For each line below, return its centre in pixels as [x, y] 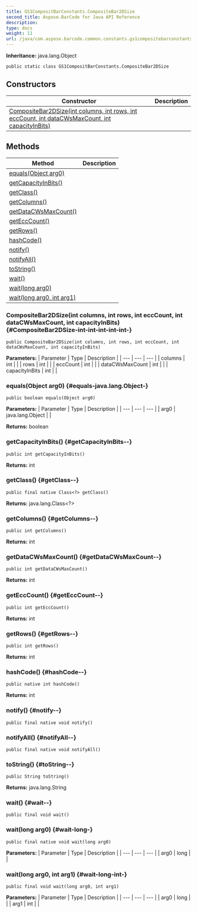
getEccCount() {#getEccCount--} [55, 595]
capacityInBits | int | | [32, 370]
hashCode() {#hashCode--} [46, 672]
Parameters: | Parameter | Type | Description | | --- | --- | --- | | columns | [96, 358]
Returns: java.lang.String [36, 788]
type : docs [19, 28]
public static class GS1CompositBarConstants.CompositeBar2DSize [87, 67]
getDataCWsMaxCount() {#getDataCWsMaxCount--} [84, 557]
